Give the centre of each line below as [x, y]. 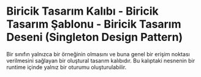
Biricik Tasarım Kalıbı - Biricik [82, 11]
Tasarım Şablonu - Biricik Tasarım [94, 24]
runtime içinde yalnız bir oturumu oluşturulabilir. [66, 67]
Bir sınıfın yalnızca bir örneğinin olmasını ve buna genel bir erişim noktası [98, 54]
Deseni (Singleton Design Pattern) [95, 37]
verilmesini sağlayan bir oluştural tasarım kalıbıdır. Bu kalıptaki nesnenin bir [100, 61]
